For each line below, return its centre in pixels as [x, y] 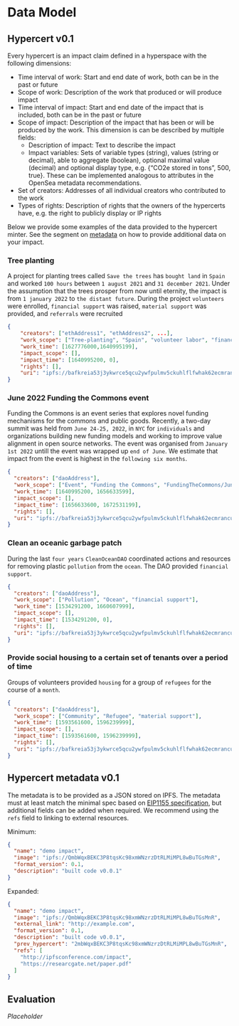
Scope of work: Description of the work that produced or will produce [119, 92]
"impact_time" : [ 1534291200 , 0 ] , [63, 620]
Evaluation [31, 999]
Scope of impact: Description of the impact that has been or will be [116, 122]
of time [20, 667]
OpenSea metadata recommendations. [85, 183]
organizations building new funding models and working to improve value [115, 436]
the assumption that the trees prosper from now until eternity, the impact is [117, 291]
